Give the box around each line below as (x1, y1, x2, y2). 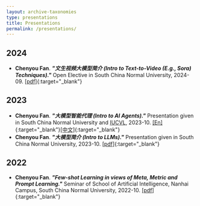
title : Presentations (6, 20, 61, 26)
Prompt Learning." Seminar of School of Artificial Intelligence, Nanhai (14, 180, 189, 187)
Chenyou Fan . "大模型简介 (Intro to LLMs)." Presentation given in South (14, 133, 194, 140)
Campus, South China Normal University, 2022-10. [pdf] (14, 186, 155, 193)
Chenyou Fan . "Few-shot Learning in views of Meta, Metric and (14, 173, 178, 181)
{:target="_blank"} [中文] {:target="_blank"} (14, 126, 120, 133)
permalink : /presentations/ (6, 25, 77, 32)
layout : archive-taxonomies (6, 8, 77, 15)
